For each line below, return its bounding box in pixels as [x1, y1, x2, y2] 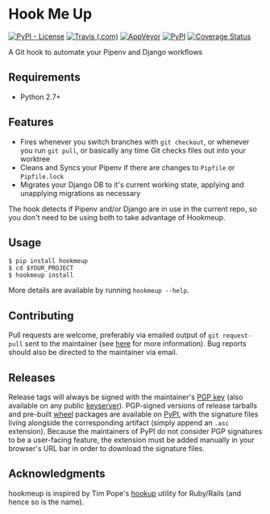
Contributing [8, 308, 74, 323]
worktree [19, 154, 51, 164]
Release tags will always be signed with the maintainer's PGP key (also [8, 392, 243, 402]
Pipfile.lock [19, 173, 64, 181]
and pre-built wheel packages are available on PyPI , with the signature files [8, 409, 259, 419]
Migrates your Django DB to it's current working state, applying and [19, 179, 244, 190]
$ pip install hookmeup [8, 257, 89, 265]
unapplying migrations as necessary [19, 188, 141, 198]
